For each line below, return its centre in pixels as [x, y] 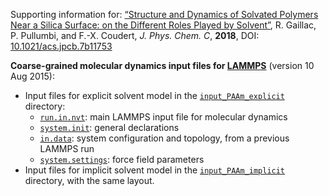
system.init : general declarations [109, 127]
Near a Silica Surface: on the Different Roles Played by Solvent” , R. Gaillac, [163, 25]
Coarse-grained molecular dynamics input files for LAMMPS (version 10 [162, 65]
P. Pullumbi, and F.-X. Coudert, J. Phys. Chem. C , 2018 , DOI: [135, 35]
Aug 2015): [32, 76]
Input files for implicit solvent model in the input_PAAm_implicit [155, 170]
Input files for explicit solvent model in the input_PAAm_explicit [154, 95]
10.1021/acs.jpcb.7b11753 [61, 46]
